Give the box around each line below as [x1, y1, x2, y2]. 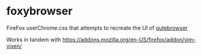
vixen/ [6, 42, 23, 50]
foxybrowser [6, 4, 73, 18]
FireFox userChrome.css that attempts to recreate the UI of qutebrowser [6, 24, 188, 31]
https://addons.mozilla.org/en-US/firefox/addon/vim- [62, 36, 197, 43]
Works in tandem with [6, 36, 62, 43]
